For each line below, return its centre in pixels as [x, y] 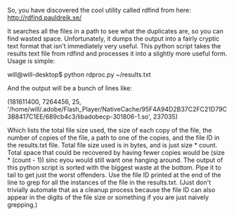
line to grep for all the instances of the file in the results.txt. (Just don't [109, 182]
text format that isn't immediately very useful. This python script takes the [114, 46]
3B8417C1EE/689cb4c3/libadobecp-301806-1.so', [80, 116]
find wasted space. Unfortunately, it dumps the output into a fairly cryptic [113, 39]
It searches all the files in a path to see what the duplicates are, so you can [115, 31]
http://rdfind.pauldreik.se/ [45, 18]
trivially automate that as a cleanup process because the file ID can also [111, 190]
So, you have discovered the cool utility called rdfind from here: [99, 10]
